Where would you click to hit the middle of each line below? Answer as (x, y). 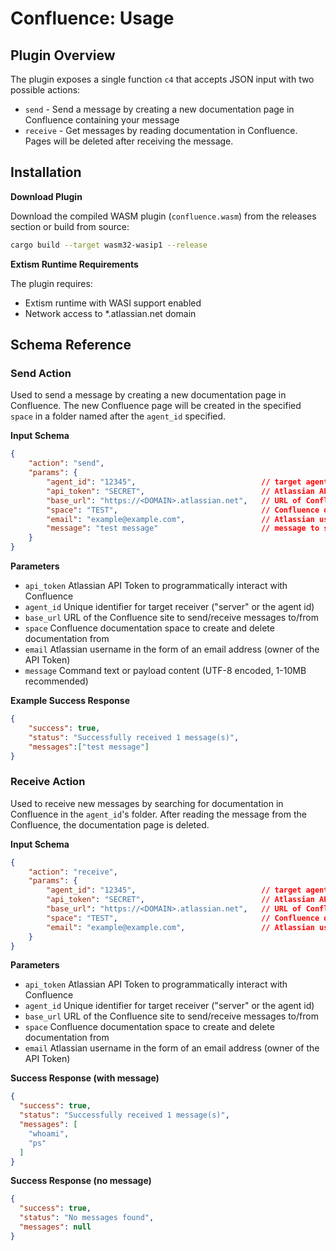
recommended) (56, 681)
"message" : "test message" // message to (183, 528)
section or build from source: (70, 226)
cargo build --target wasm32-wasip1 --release (109, 245)
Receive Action (48, 782)
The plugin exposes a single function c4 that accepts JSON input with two (162, 79)
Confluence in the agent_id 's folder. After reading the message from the (158, 814)
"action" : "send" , (66, 463)
